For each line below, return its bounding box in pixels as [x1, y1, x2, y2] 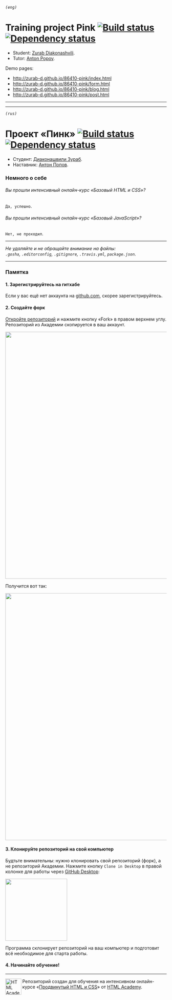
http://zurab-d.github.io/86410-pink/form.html [12, 80, 110, 87]
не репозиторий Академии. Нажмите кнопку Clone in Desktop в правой [5, 863, 162, 869]
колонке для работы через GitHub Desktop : [5, 868, 100, 875]
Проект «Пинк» [5, 128, 76, 140]
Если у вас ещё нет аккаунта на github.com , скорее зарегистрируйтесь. [5, 293, 163, 299]
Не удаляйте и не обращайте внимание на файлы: [5, 246, 116, 252]
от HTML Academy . [101, 984, 142, 990]
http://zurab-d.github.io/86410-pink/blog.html [12, 86, 110, 92]
